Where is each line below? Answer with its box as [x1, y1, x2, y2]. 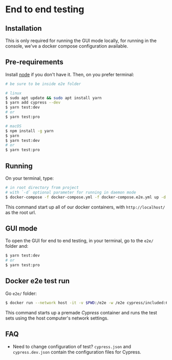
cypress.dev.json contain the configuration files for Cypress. [12, 349, 142, 355]
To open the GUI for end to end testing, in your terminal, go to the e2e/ [5, 238, 154, 244]
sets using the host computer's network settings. [5, 315, 109, 321]
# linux [5, 91, 22, 96]
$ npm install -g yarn [5, 128, 54, 134]
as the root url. [5, 209, 36, 216]
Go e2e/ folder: [5, 290, 37, 297]
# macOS [5, 123, 22, 129]
